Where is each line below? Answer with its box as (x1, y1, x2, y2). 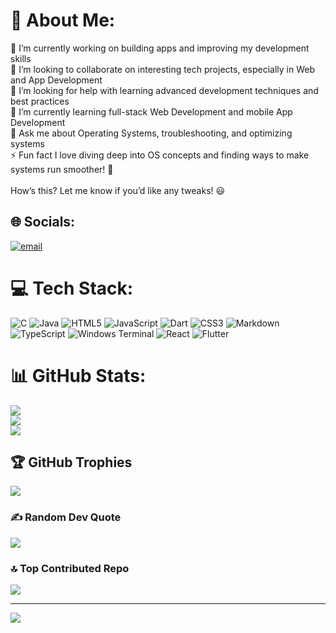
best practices (10, 95, 70, 107)
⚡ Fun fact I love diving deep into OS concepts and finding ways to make (10, 149, 310, 161)
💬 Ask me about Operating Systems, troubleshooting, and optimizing (10, 127, 293, 139)
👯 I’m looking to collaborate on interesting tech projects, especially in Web (10, 63, 315, 75)
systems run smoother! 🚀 (10, 163, 114, 175)
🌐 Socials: (10, 214, 76, 231)
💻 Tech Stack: (10, 277, 134, 299)
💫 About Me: (10, 9, 116, 32)
